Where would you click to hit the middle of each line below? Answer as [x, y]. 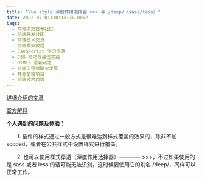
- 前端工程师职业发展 [35, 68]
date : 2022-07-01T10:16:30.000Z [47, 18]
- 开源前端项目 [28, 74]
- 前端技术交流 [28, 40]
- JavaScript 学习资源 [39, 52]
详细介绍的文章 [25, 98]
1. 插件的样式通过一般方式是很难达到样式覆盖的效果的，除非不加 [97, 137]
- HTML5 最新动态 [32, 63]
